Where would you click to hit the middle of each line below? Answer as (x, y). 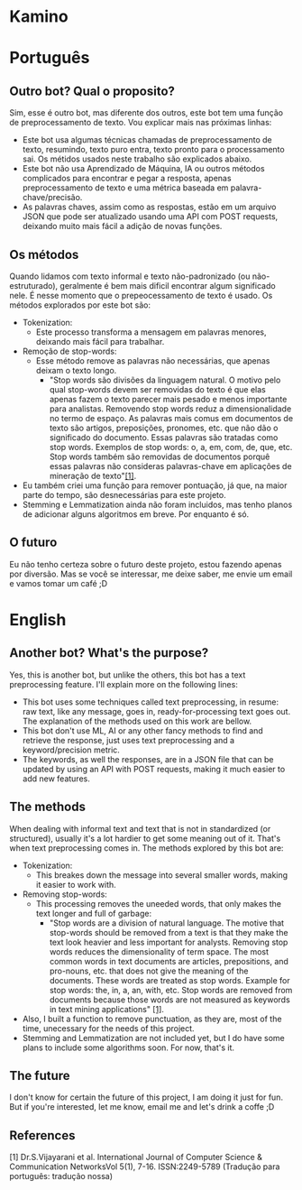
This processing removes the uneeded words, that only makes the (159, 903)
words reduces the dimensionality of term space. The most (159, 951)
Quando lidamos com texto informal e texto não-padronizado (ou (130, 276)
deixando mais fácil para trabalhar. (100, 341)
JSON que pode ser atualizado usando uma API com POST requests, (150, 217)
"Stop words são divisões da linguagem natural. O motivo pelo (165, 380)
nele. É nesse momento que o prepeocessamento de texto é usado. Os (141, 295)
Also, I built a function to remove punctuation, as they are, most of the (152, 1019)
